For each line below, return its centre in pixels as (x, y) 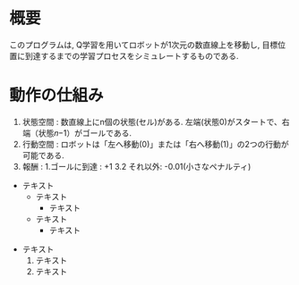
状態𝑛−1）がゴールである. (85, 133)
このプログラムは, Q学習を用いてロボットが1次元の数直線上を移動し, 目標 (144, 45)
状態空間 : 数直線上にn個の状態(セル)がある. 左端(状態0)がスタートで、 (152, 122)
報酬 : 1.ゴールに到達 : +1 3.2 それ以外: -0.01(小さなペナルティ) (137, 166)
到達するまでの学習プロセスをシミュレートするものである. (132, 55)
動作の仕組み (57, 96)
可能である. (43, 155)
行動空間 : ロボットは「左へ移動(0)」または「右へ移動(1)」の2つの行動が (155, 144)
